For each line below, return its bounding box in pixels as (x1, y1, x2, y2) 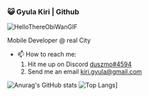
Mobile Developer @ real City (7, 36, 91, 45)
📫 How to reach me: (17, 50, 77, 58)
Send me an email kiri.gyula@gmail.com (27, 67, 142, 76)
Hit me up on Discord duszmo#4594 (27, 60, 132, 69)
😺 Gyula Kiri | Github (7, 7, 80, 17)
